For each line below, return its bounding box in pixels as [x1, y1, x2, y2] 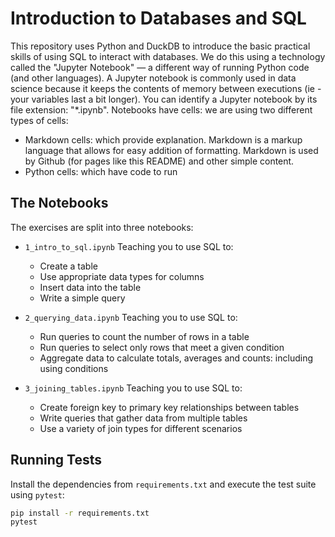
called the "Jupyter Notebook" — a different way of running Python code [10, 61, 310, 73]
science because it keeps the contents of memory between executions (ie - [10, 82, 322, 94]
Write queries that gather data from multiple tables [39, 412, 248, 424]
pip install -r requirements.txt [10, 508, 150, 518]
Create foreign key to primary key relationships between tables [39, 401, 300, 413]
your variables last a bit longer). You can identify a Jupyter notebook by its [10, 93, 318, 105]
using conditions [39, 362, 109, 374]
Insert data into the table [39, 281, 142, 293]
